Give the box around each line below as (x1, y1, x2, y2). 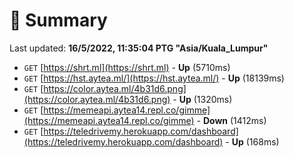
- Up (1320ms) (172, 93, 233, 105)
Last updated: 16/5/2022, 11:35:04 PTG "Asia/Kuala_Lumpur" (9, 42, 269, 54)
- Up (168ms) (225, 135, 280, 148)
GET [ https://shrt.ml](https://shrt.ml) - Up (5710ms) (23, 61, 231, 73)
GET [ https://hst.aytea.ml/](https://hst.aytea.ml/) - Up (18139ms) (23, 72, 285, 84)
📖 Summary (9, 9, 108, 32)
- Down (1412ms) (196, 114, 267, 126)
